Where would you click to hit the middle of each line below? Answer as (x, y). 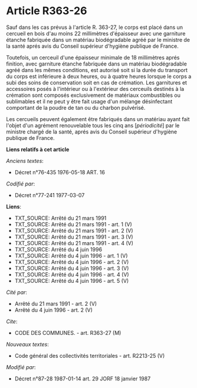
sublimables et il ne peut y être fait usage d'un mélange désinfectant (89, 101)
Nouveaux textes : (27, 344)
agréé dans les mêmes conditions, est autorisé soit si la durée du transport (97, 70)
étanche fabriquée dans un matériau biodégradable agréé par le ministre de (98, 40)
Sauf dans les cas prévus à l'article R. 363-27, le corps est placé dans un (95, 27)
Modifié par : (21, 367)
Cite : (12, 321)
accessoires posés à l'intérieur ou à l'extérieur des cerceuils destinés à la (95, 89)
